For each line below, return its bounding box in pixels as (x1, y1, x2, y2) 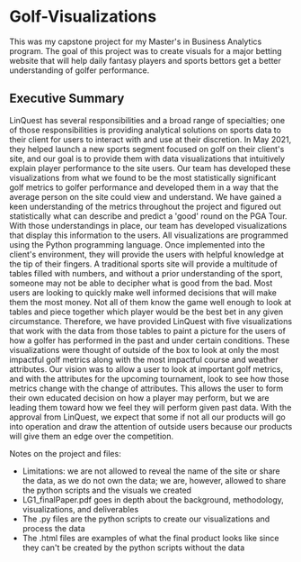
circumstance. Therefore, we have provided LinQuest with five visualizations (9, 315, 293, 326)
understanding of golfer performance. (9, 65, 150, 76)
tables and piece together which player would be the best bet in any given (9, 306, 284, 317)
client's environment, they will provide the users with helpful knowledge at (9, 249, 285, 259)
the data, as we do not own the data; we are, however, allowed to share (22, 475, 287, 485)
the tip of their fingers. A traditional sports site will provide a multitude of (9, 258, 279, 269)
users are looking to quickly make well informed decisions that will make (9, 286, 277, 298)
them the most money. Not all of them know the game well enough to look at (9, 296, 292, 307)
